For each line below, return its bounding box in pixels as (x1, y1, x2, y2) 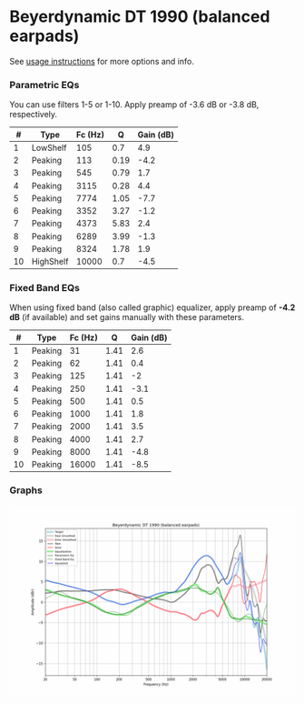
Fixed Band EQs (9, 281, 80, 294)
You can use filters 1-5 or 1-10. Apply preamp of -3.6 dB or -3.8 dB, (9, 99, 260, 110)
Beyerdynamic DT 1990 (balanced (9, 6, 270, 27)
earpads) (9, 25, 80, 46)
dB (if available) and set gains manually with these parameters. (9, 312, 245, 323)
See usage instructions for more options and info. (9, 55, 195, 66)
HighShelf (31, 256, 69, 267)
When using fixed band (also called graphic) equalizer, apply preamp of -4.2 (9, 302, 296, 313)
